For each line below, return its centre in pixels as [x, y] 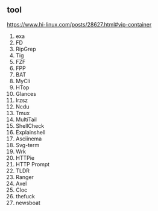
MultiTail [26, 119]
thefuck [25, 196]
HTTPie [25, 158]
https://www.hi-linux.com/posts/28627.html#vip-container [79, 24]
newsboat [28, 203]
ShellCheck [30, 125]
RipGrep [26, 49]
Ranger [24, 177]
